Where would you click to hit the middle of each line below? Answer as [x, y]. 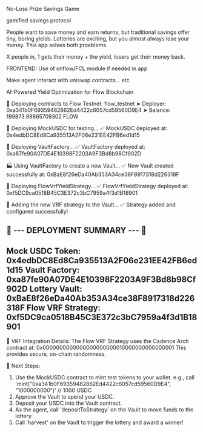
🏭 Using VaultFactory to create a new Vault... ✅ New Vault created [90, 165]
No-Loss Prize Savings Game [43, 9]
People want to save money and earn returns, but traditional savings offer [98, 32]
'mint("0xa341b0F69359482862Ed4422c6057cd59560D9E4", [93, 384]
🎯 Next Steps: [23, 366]
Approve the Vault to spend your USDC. [65, 397]
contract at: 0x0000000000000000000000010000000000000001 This [96, 348]
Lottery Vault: [56, 289]
